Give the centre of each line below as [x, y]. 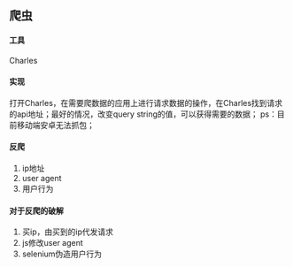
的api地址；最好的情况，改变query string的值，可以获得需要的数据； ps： [143, 114]
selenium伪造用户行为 [62, 254]
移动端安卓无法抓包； [55, 125]
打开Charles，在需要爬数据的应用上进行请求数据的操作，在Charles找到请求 [146, 103]
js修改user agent [53, 243]
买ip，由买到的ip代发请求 [67, 232]
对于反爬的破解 [36, 210]
